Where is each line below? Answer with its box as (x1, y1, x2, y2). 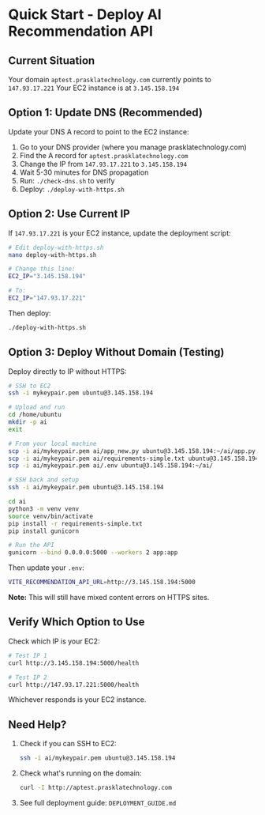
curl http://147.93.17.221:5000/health (8, 681, 140, 689)
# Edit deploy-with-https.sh (8, 243, 104, 251)
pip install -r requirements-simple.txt (8, 519, 144, 527)
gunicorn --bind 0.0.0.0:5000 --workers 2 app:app (8, 549, 178, 557)
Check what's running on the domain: (19, 768, 142, 778)
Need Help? (8, 718, 67, 731)
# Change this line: (8, 265, 77, 274)
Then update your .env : (8, 563, 84, 572)
